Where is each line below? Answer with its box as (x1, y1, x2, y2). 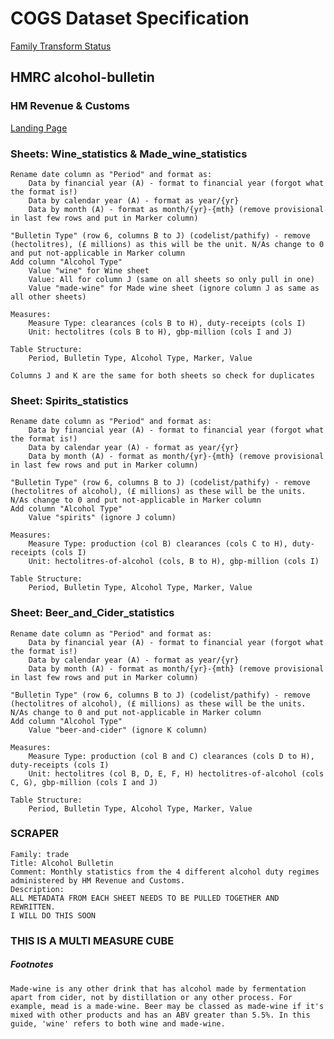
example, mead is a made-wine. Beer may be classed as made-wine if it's (10, 1001, 325, 1011)
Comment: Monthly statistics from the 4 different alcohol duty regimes (10, 867, 320, 877)
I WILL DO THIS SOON (10, 910, 97, 921)
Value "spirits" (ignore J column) (28, 513, 177, 523)
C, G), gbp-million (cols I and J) (10, 777, 159, 787)
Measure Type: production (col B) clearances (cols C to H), (28, 539, 288, 549)
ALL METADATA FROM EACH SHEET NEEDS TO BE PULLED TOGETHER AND (10, 893, 280, 903)
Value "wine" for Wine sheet (28, 265, 150, 276)
